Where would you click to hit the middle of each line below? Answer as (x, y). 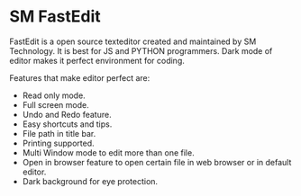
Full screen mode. (55, 104)
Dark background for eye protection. (90, 181)
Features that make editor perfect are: (80, 77)
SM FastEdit (55, 17)
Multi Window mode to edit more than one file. (109, 152)
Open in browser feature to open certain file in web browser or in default (157, 162)
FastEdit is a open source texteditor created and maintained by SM (133, 41)
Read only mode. (54, 95)
